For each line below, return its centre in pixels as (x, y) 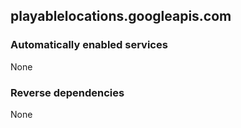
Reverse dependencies (67, 92)
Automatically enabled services (89, 45)
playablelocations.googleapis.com (121, 16)
